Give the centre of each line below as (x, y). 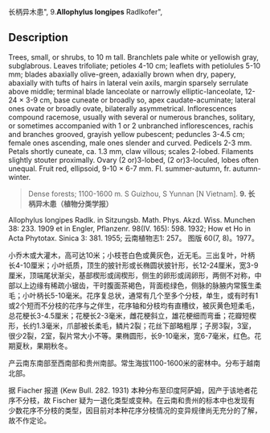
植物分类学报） (88, 203)
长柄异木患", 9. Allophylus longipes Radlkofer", (86, 12)
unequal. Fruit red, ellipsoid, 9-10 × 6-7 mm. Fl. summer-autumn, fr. (120, 169)
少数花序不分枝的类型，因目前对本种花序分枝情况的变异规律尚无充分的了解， (135, 410)
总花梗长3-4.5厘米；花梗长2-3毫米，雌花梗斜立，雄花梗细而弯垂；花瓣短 (129, 315)
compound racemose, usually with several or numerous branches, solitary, (132, 117)
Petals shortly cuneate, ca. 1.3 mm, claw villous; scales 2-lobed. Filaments (131, 151)
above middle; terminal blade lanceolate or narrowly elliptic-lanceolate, (126, 91)
